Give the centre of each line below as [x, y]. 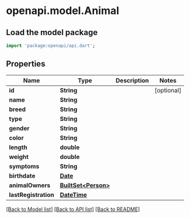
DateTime [74, 195]
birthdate [22, 175]
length [18, 147]
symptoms [24, 166]
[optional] [168, 90]
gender [19, 128]
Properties [26, 64]
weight [19, 157]
